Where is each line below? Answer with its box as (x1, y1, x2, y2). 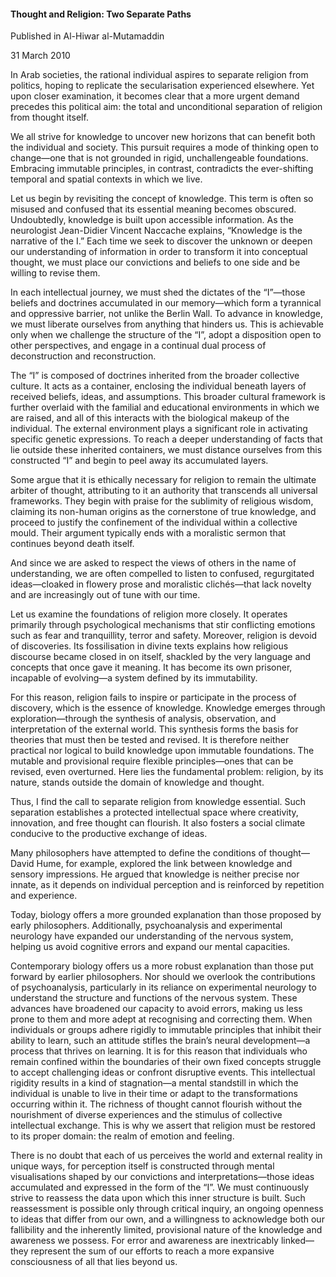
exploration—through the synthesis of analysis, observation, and (10, 713, 277, 725)
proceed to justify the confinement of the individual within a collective (10, 516, 298, 529)
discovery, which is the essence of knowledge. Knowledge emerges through (10, 702, 326, 714)
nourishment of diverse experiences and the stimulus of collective (10, 1109, 283, 1121)
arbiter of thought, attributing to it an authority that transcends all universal (10, 485, 318, 497)
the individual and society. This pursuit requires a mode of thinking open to (10, 141, 319, 154)
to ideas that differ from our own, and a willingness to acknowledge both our (10, 1213, 325, 1225)
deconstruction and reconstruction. (10, 350, 157, 362)
